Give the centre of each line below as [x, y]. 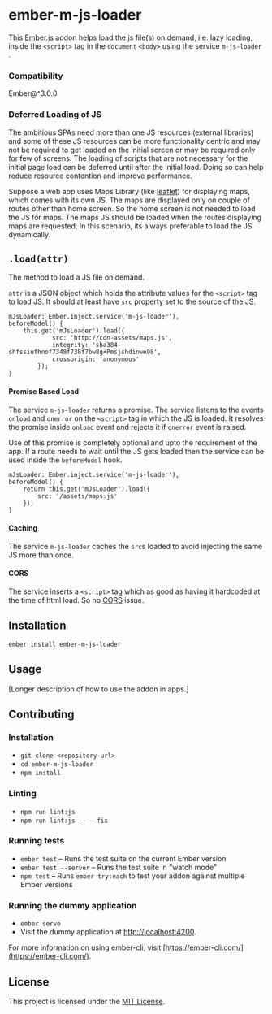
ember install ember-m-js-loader [65, 644]
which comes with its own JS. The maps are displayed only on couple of [129, 200]
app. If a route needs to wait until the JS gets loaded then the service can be [136, 451]
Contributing [41, 714]
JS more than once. [41, 555]
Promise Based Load [44, 391]
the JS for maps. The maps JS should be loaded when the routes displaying [135, 217]
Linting [22, 794]
